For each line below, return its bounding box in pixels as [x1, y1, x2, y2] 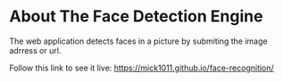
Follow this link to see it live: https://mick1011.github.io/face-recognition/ [9, 62, 274, 73]
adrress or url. [9, 45, 62, 55]
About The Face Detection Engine [9, 6, 263, 27]
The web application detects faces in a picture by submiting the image [9, 36, 268, 46]
